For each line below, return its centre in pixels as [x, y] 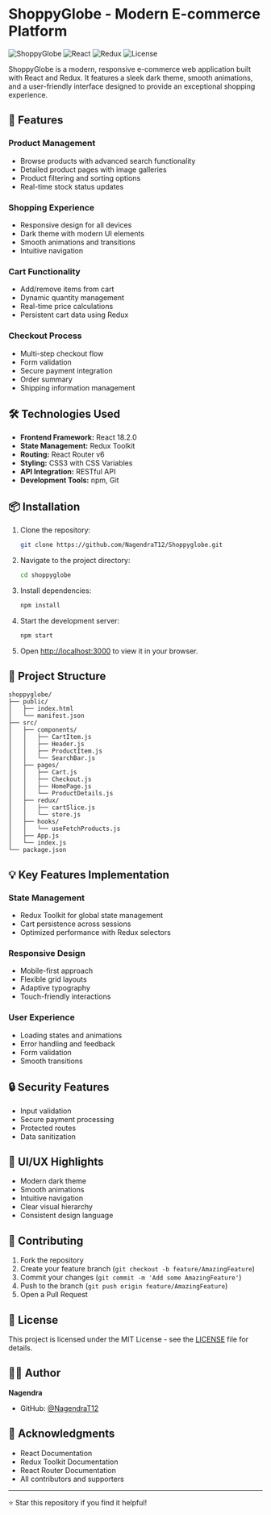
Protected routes [48, 1128]
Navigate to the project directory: [75, 561]
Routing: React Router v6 [62, 455]
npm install [40, 605]
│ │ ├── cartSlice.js [52, 808]
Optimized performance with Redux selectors [95, 933]
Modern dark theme [53, 1181]
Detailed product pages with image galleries [93, 169]
